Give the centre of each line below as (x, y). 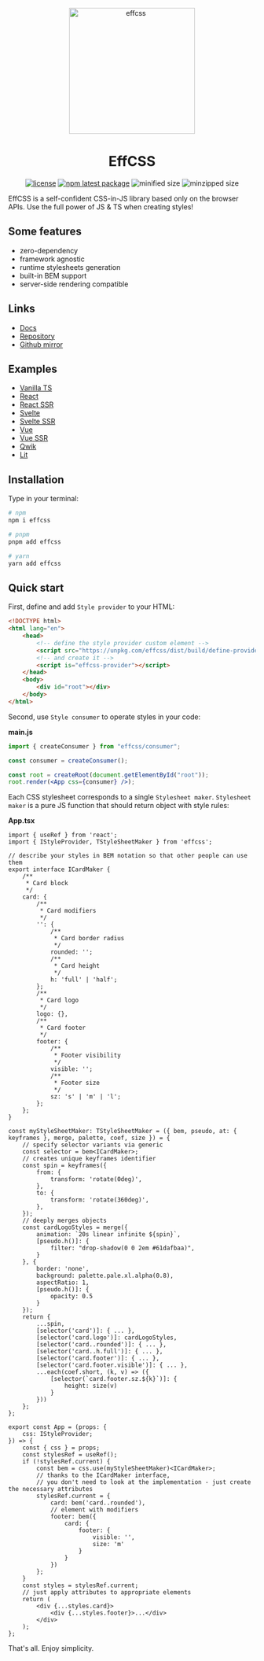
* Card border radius (89, 939)
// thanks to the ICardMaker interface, (103, 1475)
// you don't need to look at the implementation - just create (144, 1482)
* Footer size (77, 1083)
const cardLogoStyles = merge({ (75, 1227)
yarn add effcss (35, 563)
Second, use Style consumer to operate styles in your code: (104, 717)
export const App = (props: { (58, 1427)
